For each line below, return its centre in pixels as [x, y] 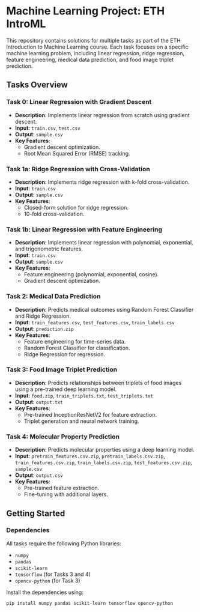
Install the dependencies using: [45, 592]
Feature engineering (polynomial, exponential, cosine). [91, 274]
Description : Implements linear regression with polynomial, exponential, [104, 243]
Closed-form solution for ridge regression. [76, 207]
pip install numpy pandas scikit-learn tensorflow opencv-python [89, 603]
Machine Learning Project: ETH [86, 11]
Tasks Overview [37, 85]
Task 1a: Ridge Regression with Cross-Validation [78, 169]
